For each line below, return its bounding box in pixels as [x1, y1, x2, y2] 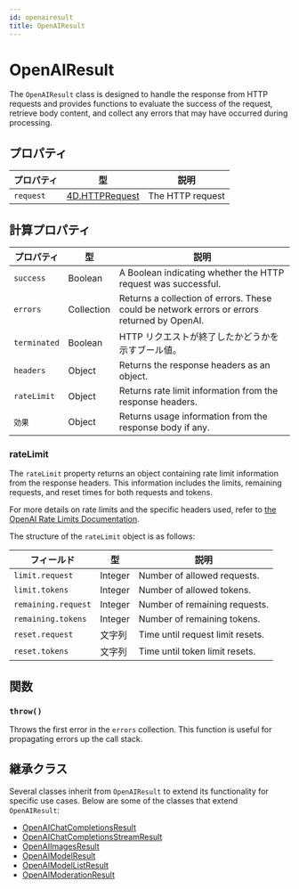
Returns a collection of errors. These [118, 292, 272, 305]
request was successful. [118, 278, 221, 290]
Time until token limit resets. [138, 645, 256, 657]
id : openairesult [9, 12, 74, 22]
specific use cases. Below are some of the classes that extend [9, 795, 238, 806]
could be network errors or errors [118, 304, 260, 316]
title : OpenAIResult [9, 21, 86, 30]
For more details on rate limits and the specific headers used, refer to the [9, 504, 277, 515]
